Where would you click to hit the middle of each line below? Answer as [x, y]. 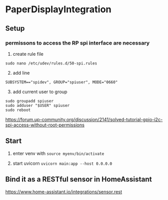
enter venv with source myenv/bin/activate [58, 153]
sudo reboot [18, 110]
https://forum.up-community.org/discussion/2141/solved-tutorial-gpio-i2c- [84, 119]
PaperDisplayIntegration [58, 9]
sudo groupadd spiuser [29, 101]
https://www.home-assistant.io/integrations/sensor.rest [64, 192]
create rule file [28, 54]
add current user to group [40, 92]
